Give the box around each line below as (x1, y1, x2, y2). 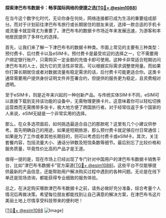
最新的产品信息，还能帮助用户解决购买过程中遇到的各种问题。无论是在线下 (9, 169, 161, 174)
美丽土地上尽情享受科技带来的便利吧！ (5, 198, 83, 203)
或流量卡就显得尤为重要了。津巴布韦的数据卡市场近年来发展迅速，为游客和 (5, 28, 157, 34)
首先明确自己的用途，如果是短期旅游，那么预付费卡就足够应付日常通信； (13, 127, 161, 133)
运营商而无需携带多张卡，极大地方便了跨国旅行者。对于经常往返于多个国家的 (5, 104, 161, 110)
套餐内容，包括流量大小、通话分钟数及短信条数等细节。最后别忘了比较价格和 (5, 139, 161, 145)
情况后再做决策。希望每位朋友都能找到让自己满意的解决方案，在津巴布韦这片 (5, 191, 161, 197)
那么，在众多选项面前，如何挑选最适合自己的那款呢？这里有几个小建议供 (5, 121, 152, 127)
